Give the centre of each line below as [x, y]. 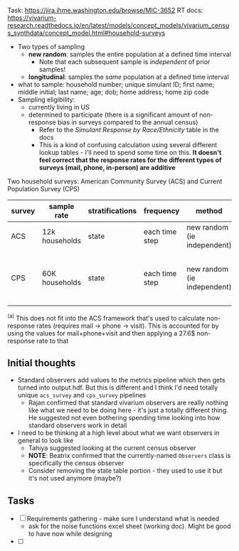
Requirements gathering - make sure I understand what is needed [123, 519]
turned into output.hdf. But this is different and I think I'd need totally [118, 387]
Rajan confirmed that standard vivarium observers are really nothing [128, 403]
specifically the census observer [76, 463]
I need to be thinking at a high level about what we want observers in [118, 433]
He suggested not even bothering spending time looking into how [124, 418]
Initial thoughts [42, 363]
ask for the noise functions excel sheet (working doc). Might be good [129, 526]
